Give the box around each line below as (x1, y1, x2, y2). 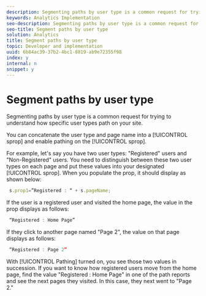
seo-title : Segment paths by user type (6, 26, 109, 33)
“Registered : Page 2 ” (9, 247, 67, 253)
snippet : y (6, 66, 34, 72)
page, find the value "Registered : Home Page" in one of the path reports (6, 271, 190, 278)
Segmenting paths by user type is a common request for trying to (6, 113, 172, 120)
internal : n (6, 60, 37, 66)
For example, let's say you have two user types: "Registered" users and (6, 150, 187, 157)
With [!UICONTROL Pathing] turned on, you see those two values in (6, 257, 177, 265)
